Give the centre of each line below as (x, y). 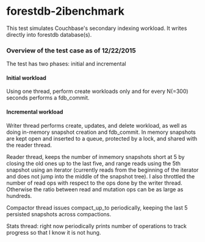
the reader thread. (29, 145)
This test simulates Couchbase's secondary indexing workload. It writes (97, 28)
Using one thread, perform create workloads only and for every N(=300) (97, 91)
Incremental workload (35, 112)
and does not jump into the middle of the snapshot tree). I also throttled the (101, 176)
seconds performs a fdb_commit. (48, 98)
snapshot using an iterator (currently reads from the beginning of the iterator (103, 170)
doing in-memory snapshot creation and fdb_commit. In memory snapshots (101, 132)
